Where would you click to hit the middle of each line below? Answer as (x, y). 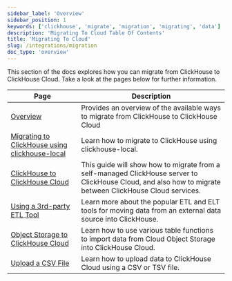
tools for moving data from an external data (151, 210)
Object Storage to (39, 234)
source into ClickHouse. (120, 219)
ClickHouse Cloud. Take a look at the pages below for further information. (112, 79)
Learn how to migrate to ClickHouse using (149, 140)
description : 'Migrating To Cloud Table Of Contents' (86, 33)
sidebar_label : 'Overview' (46, 13)
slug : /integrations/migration (52, 46)
